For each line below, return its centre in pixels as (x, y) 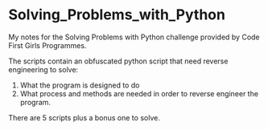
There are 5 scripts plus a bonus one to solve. (85, 117)
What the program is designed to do (80, 85)
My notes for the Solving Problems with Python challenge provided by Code (134, 37)
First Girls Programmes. (47, 45)
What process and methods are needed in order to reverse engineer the (139, 93)
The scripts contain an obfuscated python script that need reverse (118, 61)
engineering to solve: (43, 69)
